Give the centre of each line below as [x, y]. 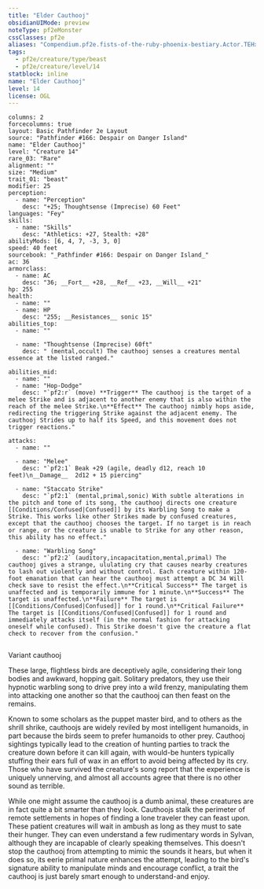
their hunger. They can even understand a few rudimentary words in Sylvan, [131, 835]
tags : [17, 52]
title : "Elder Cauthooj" [49, 15]
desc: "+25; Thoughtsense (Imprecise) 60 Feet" [101, 207]
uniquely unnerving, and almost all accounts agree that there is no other [125, 778]
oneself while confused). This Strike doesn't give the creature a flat [130, 627]
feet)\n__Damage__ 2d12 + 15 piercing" [75, 476]
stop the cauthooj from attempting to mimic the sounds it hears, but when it [130, 851]
